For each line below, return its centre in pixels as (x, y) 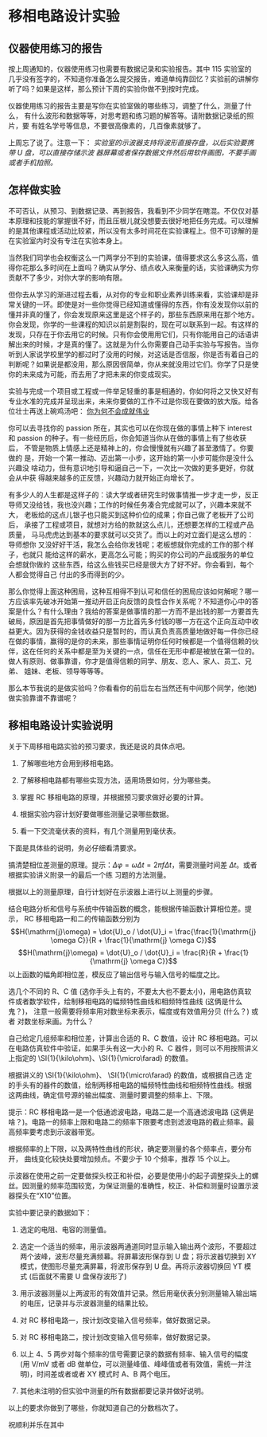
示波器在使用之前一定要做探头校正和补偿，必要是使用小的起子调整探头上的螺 (133, 1176)
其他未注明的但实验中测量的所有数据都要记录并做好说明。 (114, 1391)
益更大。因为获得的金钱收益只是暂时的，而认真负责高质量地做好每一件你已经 (133, 631)
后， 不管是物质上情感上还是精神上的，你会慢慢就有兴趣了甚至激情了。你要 (131, 448)
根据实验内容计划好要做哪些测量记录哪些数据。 (96, 814)
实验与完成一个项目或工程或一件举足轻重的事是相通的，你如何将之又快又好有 (133, 391)
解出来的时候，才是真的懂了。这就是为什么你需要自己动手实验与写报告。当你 (133, 344)
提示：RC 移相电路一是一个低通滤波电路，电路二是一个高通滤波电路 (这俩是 (131, 1112)
